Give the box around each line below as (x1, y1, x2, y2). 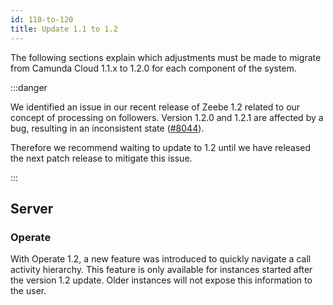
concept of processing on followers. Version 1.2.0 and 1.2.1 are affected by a (10, 111, 324, 123)
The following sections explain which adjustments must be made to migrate (10, 51, 322, 63)
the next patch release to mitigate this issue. (10, 152, 193, 164)
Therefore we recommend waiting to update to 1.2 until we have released (10, 141, 312, 153)
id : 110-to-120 (10, 14, 74, 25)
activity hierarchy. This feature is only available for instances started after (10, 264, 313, 276)
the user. (10, 285, 47, 297)
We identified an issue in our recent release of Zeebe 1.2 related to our (10, 101, 301, 113)
